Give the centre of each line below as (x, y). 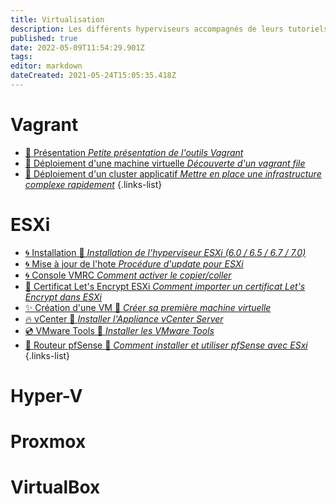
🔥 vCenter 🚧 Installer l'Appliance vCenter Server (124, 318)
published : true (44, 38)
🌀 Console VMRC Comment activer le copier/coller (128, 275)
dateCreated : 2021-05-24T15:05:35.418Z (93, 76)
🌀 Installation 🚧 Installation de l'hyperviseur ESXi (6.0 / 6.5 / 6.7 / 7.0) (165, 252)
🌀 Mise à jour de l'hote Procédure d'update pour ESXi (134, 263)
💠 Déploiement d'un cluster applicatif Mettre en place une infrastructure (173, 173)
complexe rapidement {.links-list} (93, 184)
